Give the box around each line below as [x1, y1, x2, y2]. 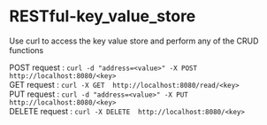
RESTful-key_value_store [9, 6, 196, 27]
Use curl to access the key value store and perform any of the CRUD [9, 35, 259, 46]
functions [9, 44, 44, 55]
